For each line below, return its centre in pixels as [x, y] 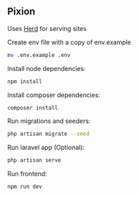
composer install [33, 108]
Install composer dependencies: [54, 95]
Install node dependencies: [46, 68]
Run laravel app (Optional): [46, 148]
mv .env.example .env [39, 55]
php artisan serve [34, 160]
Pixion [21, 12]
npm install [25, 81]
